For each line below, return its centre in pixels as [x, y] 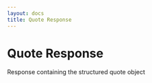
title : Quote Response [39, 20]
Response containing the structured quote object [76, 72]
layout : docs [26, 13]
